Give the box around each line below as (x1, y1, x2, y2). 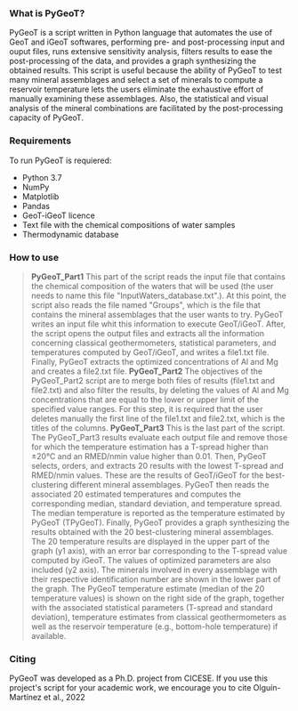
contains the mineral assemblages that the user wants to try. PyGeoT (30, 309, 284, 319)
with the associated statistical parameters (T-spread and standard (30, 602, 273, 612)
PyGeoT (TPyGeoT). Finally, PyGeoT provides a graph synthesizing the (30, 517, 290, 528)
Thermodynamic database (21, 229, 119, 239)
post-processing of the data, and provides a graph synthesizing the (9, 56, 256, 67)
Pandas (21, 200, 51, 211)
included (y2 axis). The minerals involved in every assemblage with (30, 564, 278, 575)
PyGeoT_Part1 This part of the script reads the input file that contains (30, 271, 286, 282)
